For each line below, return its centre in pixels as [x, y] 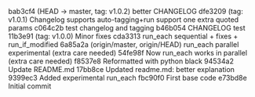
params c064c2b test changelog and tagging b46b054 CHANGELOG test [127, 28]
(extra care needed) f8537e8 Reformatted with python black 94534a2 [121, 61]
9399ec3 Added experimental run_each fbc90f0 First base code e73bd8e [127, 78]
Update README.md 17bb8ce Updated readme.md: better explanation [122, 69]
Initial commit [30, 86]
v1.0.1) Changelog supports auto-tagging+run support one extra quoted [124, 20]
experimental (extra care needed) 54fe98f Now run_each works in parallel [128, 53]
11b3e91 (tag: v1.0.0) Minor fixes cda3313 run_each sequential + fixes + [123, 36]
